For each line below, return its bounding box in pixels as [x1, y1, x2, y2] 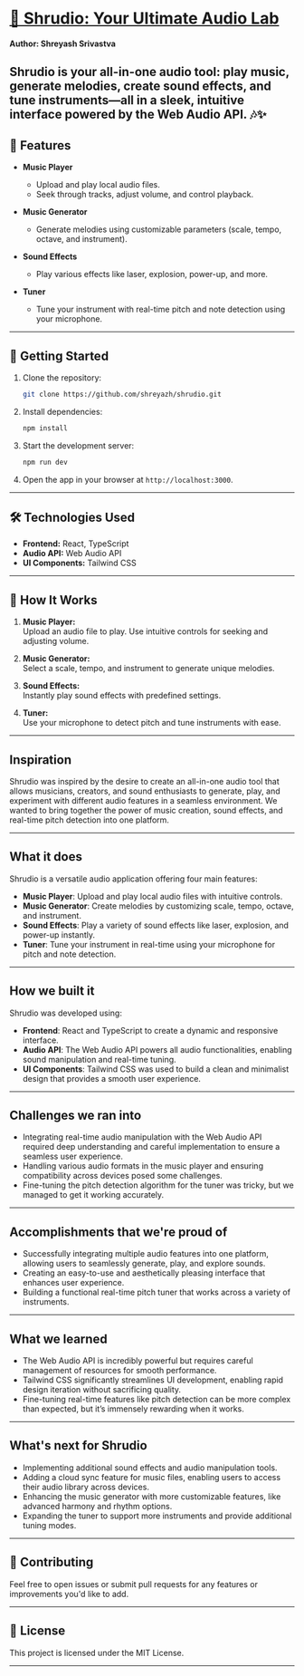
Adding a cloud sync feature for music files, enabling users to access [22, 1471, 281, 1482]
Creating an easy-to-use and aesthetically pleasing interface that [22, 1267, 265, 1278]
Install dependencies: [22, 406, 103, 417]
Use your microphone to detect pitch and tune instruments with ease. [22, 718, 282, 728]
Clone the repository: [22, 371, 102, 383]
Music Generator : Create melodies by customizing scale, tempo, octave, [22, 901, 294, 911]
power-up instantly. [22, 929, 95, 940]
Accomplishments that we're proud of [9, 1224, 228, 1239]
